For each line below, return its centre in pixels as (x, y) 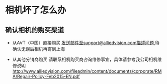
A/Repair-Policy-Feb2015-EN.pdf (46, 76)
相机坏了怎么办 (36, 10)
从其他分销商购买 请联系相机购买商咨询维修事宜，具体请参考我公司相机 (85, 59)
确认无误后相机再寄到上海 (39, 49)
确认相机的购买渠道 (35, 30)
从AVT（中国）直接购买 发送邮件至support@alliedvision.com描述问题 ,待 (86, 43)
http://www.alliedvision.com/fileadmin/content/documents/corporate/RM (87, 71)
